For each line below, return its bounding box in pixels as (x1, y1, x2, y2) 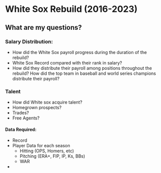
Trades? (12, 110, 29, 116)
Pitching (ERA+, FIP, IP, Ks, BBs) (19, 153, 85, 159)
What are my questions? (5, 23, 82, 32)
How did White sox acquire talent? (12, 99, 83, 105)
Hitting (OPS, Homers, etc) (19, 148, 74, 154)
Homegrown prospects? (12, 105, 62, 111)
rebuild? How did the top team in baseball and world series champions (12, 70, 156, 76)
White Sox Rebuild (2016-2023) (5, 3, 138, 15)
